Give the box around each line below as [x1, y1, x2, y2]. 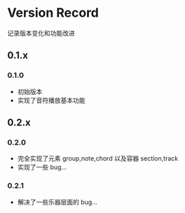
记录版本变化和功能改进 [7, 29, 75, 37]
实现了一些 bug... [17, 163, 67, 172]
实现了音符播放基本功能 [17, 96, 85, 104]
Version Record [7, 5, 100, 21]
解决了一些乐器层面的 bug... [17, 198, 98, 206]
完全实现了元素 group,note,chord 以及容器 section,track [17, 154, 179, 163]
